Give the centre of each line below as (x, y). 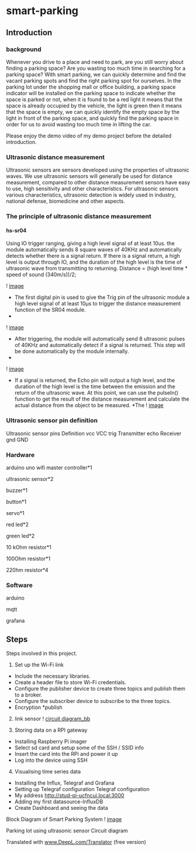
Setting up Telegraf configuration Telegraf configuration (82, 789)
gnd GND (17, 439)
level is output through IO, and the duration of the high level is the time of (94, 262)
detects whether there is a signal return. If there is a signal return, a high (93, 256)
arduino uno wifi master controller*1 (49, 467)
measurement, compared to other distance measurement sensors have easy (98, 183)
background (24, 49)
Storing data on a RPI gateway (51, 730)
